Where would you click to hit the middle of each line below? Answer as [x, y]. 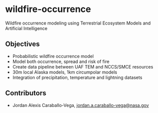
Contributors [26, 93]
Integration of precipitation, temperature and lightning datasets [77, 77]
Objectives [23, 44]
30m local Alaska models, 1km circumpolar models [65, 72]
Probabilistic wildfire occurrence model [53, 56]
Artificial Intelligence [26, 28]
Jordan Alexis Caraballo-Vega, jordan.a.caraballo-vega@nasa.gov [81, 105]
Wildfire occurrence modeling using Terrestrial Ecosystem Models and [78, 23]
